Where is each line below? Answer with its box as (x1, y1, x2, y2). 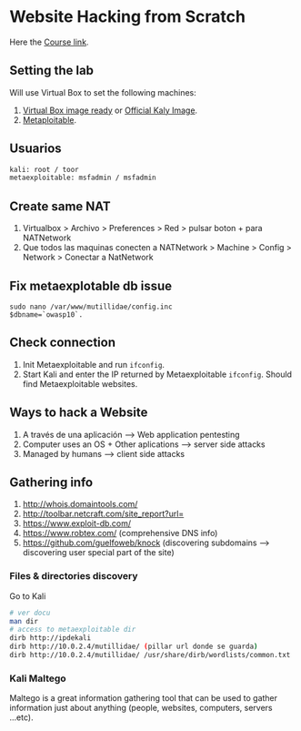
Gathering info (9, 474, 94, 490)
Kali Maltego (9, 672, 66, 685)
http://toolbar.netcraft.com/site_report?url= (22, 508, 185, 520)
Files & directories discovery (9, 570, 138, 583)
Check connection (9, 335, 116, 350)
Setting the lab (9, 63, 94, 78)
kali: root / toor (9, 165, 79, 174)
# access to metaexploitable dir (9, 625, 136, 635)
